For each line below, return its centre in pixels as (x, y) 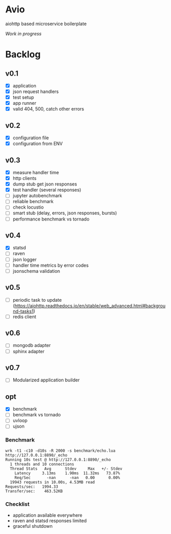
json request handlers (36, 91)
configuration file (31, 138)
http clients (25, 178)
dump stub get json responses (45, 184)
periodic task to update (37, 300)
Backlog (23, 54)
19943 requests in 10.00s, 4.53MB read (52, 482)
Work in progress (24, 33)
